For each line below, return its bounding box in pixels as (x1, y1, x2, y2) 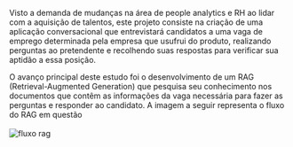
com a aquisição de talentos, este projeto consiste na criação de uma (9, 17, 264, 27)
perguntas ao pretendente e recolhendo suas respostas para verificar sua (9, 45, 279, 56)
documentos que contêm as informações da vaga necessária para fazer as (9, 90, 283, 101)
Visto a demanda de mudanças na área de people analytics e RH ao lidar (9, 8, 275, 18)
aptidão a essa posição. (9, 55, 96, 65)
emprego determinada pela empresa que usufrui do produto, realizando (9, 35, 272, 46)
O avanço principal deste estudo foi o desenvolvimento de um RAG (9, 72, 255, 82)
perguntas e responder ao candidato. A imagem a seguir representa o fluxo (9, 100, 285, 110)
